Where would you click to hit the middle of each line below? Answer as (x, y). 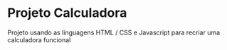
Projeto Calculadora (67, 13)
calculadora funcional (39, 39)
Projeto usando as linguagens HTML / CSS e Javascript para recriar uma (114, 32)
